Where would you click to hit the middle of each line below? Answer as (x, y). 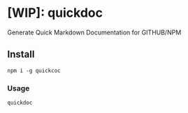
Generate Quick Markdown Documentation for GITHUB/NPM (94, 32)
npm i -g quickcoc (34, 71)
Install (21, 54)
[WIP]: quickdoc (55, 13)
